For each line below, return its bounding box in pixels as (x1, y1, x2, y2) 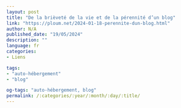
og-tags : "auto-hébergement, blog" (6, 87, 97, 93)
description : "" (6, 37, 48, 43)
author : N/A (6, 25, 37, 32)
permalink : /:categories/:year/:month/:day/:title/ (6, 93, 140, 99)
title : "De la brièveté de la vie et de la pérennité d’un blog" (6, 15, 176, 21)
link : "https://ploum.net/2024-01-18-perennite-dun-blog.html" (6, 20, 171, 26)
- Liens (6, 54, 26, 60)
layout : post (6, 8, 40, 15)
